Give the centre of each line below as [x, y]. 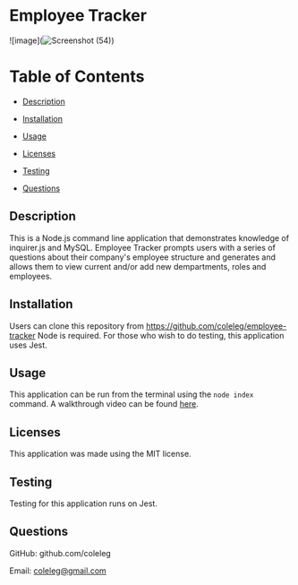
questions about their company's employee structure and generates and [142, 257]
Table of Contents [77, 77]
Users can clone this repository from [77, 326]
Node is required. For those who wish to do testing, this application [161, 335]
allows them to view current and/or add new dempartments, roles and [138, 266]
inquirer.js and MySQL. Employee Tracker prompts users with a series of [142, 247]
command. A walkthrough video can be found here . [104, 404]
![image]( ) [62, 40]
